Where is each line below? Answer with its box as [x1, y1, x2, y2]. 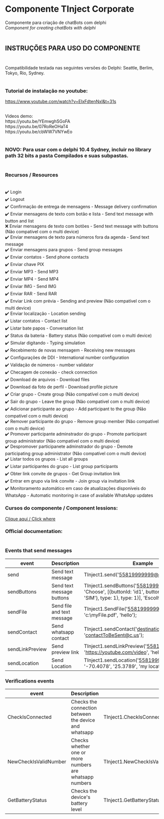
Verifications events [5, 677, 55, 684]
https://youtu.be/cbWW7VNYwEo [5, 129, 73, 135]
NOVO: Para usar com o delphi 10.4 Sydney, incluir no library [5, 146, 151, 153]
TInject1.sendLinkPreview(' [83, 642, 147, 649]
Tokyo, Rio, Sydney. [5, 70, 45, 76]
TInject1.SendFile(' [83, 605, 128, 612]
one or [71, 749, 86, 756]
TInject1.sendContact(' [83, 625, 138, 632]
